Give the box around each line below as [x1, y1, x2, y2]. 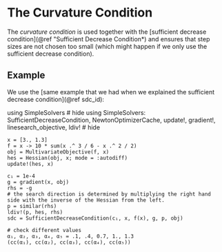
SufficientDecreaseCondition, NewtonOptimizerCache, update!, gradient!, [7, 116, 216, 124]
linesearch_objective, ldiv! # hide [7, 123, 101, 132]
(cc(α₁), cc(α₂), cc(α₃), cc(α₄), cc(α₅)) [7, 239, 131, 246]
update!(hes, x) [7, 160, 54, 167]
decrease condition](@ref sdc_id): [7, 95, 105, 103]
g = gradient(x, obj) [7, 178, 70, 185]
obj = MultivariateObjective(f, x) [7, 148, 110, 156]
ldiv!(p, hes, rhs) [7, 209, 63, 216]
